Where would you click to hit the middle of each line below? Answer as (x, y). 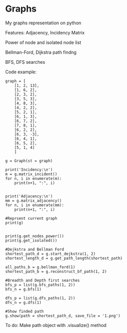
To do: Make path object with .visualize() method (56, 325)
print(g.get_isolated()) (31, 240)
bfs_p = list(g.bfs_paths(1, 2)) (40, 285)
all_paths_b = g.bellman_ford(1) (40, 267)
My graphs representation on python (43, 23)
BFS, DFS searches (25, 62)
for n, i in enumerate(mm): (35, 205)
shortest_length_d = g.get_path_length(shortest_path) (64, 258)
